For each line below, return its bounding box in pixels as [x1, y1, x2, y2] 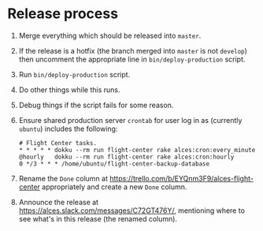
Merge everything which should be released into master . [18, 31, 202, 40]
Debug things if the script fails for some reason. [18, 100, 174, 110]
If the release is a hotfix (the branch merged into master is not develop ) [18, 46, 247, 55]
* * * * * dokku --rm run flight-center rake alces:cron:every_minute [18, 146, 256, 154]
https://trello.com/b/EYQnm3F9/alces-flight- [109, 173, 254, 183]
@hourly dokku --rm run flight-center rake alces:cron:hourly [18, 153, 235, 161]
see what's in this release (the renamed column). [18, 214, 178, 223]
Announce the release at [18, 197, 99, 207]
